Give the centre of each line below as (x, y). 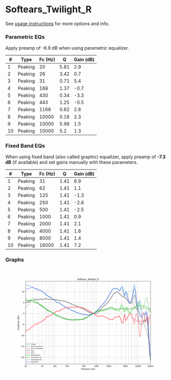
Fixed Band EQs (25, 145)
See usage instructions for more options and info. (58, 24)
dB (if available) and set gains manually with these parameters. (72, 162)
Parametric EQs (25, 37)
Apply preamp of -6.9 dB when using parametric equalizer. (67, 48)
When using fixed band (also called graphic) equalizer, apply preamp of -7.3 (85, 157)
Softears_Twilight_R (49, 9)
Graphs (15, 260)
